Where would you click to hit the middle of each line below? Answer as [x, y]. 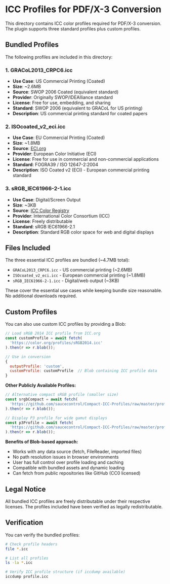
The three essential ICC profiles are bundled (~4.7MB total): [68, 260]
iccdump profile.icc [27, 577]
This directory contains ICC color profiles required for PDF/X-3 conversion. [83, 23]
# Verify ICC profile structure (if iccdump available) [65, 572]
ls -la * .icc [19, 563]
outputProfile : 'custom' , [37, 366]
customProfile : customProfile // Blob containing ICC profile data [83, 371]
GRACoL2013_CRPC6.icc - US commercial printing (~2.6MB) [72, 270]
